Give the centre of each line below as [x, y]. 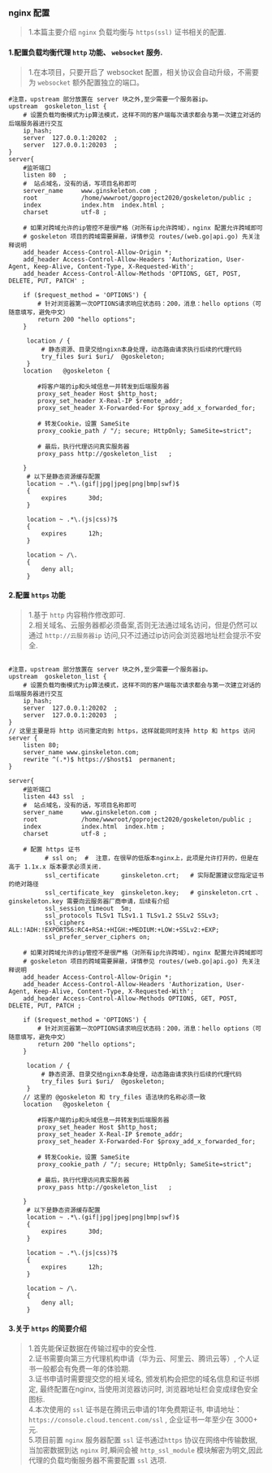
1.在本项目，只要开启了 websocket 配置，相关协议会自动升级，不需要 [144, 72]
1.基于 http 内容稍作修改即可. [77, 614]
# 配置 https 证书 [52, 849]
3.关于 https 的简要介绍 [47, 1329]
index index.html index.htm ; [94, 826]
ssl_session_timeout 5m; [88, 908]
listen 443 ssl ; [54, 796]
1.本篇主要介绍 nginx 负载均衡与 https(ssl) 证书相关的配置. [127, 32]
